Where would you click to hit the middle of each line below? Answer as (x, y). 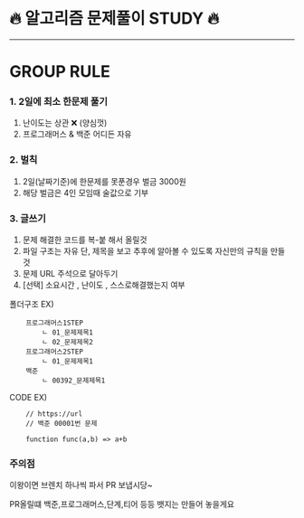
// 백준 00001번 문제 (62, 424)
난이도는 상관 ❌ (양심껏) (65, 123)
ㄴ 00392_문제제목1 (74, 381)
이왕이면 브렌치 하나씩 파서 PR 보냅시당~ (81, 485)
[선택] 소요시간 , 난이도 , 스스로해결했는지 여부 (104, 285)
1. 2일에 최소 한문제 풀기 (59, 102)
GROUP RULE (60, 72)
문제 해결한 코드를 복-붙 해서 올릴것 (85, 240)
